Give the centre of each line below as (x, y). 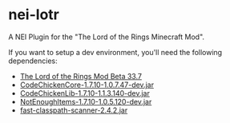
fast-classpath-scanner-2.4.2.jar (74, 110)
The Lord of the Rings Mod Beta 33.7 (81, 76)
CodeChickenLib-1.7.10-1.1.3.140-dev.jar (85, 93)
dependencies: (33, 61)
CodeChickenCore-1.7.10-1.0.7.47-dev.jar (87, 85)
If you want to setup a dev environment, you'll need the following (115, 52)
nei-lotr (34, 15)
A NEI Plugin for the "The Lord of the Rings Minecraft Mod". (107, 37)
